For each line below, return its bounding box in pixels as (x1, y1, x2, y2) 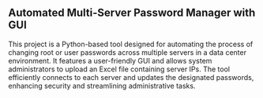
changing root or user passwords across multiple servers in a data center (8, 47, 247, 57)
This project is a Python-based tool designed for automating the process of (8, 39, 254, 49)
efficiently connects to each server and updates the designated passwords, (8, 72, 254, 82)
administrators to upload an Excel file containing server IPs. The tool (8, 64, 231, 74)
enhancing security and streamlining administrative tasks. (8, 81, 196, 90)
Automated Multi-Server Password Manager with (8, 6, 256, 20)
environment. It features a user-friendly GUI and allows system (8, 56, 212, 65)
